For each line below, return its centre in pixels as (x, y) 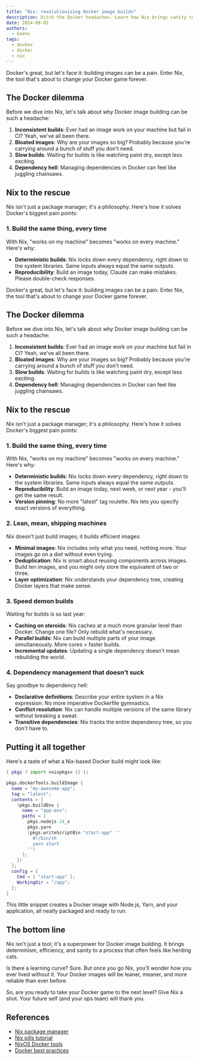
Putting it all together (46, 747)
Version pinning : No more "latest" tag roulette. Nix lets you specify (97, 502)
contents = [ (28, 799)
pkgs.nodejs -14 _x (49, 822)
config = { (25, 871)
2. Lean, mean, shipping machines (57, 523)
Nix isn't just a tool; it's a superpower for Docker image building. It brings (95, 944)
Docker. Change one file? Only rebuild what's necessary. (84, 632)
